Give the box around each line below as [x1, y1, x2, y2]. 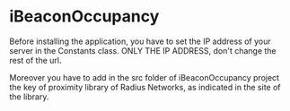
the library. [9, 91, 49, 102]
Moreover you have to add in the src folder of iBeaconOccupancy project [9, 72, 280, 82]
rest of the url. [9, 55, 62, 65]
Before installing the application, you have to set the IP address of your [9, 36, 271, 47]
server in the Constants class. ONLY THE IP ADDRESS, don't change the [9, 45, 277, 55]
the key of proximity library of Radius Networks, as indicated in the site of [9, 81, 281, 92]
